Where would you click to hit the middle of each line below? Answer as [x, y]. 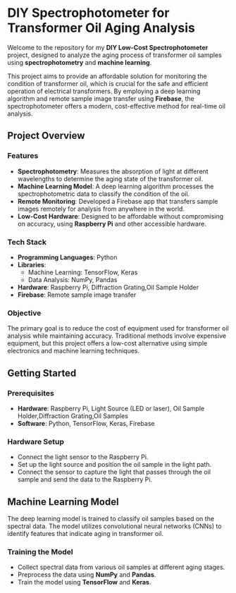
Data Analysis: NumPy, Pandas [73, 279]
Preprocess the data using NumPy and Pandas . [87, 575]
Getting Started [42, 373]
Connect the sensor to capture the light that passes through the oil [114, 472]
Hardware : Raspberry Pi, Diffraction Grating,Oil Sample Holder [108, 287]
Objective [24, 313]
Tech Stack [27, 242]
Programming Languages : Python [67, 257]
